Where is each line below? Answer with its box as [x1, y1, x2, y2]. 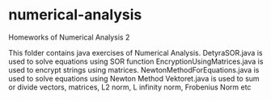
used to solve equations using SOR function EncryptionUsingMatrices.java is [8, 56, 264, 66]
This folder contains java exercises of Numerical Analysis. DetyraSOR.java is [8, 48, 263, 57]
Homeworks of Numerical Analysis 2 [8, 32, 130, 42]
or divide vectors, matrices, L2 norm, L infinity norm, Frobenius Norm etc [8, 82, 252, 92]
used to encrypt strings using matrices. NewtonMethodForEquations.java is [8, 65, 260, 74]
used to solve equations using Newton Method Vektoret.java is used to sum [8, 73, 260, 83]
